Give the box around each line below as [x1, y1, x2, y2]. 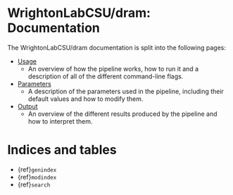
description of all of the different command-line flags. [27, 72, 184, 81]
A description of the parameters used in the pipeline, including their [27, 87, 224, 95]
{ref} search [17, 180, 51, 189]
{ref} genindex [17, 165, 57, 174]
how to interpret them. [27, 117, 93, 125]
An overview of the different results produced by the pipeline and [27, 110, 218, 118]
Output [17, 102, 38, 110]
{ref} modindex [17, 172, 57, 181]
